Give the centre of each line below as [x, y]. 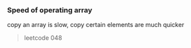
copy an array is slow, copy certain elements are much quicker [95, 25]
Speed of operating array [50, 10]
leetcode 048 [43, 38]
